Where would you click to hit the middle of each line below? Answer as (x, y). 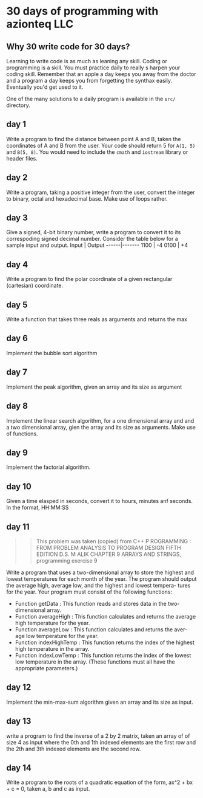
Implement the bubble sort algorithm (52, 353)
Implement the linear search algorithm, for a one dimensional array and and (100, 420)
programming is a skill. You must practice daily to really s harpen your (93, 68)
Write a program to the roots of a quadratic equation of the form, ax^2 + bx (99, 782)
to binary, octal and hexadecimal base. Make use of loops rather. (87, 198)
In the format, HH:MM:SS (38, 508)
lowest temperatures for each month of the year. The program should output (101, 578)
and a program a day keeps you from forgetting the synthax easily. (89, 81)
